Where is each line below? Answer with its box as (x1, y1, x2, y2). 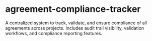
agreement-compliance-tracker (5, 3, 141, 15)
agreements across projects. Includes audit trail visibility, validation (5, 25, 144, 31)
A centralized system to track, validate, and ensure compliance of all (5, 20, 147, 26)
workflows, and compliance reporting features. (5, 30, 103, 36)
